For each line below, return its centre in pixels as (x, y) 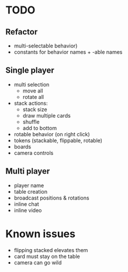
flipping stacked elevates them (51, 250)
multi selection (32, 84)
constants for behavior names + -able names (68, 52)
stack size (35, 109)
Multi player (28, 171)
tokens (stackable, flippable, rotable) (58, 140)
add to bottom (39, 128)
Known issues (40, 234)
